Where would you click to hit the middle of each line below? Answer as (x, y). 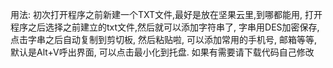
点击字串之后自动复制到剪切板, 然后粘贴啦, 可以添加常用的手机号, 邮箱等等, (163, 39)
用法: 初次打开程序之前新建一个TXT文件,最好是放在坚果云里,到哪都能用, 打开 (166, 14)
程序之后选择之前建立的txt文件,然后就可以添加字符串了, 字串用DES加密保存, (165, 27)
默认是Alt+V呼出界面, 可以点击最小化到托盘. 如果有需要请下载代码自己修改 (162, 52)
